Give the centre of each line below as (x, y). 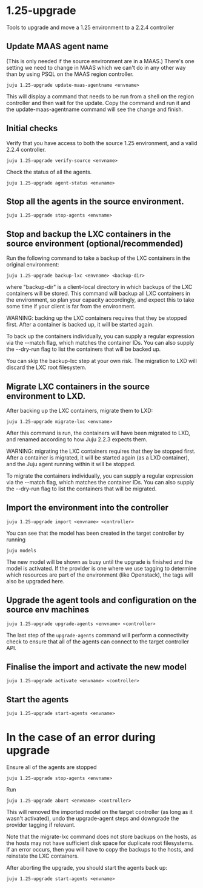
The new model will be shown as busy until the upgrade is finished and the (99, 561)
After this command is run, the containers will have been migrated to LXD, (98, 433)
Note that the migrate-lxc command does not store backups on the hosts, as (101, 837)
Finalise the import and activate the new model (96, 667)
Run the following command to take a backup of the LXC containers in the (98, 258)
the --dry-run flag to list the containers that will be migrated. (82, 489)
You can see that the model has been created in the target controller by (95, 533)
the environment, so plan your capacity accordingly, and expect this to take (100, 300)
